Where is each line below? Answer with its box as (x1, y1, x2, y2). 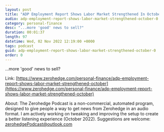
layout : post (5, 7, 32, 12)
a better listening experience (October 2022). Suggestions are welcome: (5, 116, 151, 122)
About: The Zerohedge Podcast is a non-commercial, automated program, (5, 101, 154, 107)
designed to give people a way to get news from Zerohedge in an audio (5, 106, 149, 111)
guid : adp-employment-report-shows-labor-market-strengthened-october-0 (5, 48, 156, 53)
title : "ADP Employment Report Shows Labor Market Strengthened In (5, 12, 145, 17)
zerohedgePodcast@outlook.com (5, 121, 73, 127)
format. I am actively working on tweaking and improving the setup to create (5, 111, 159, 117)
